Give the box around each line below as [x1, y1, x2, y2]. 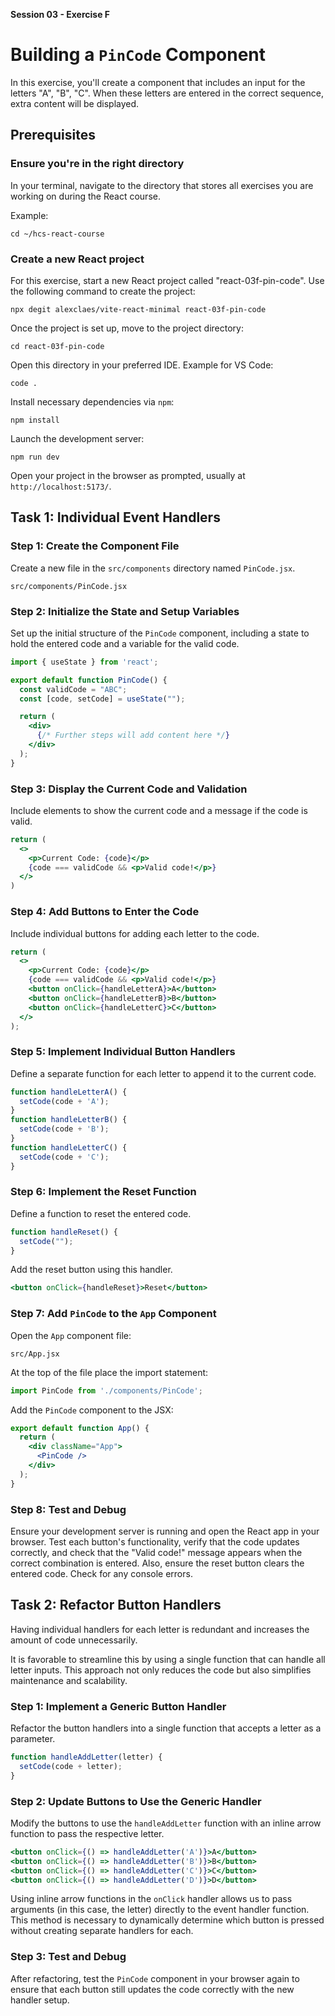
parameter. [10, 1733, 56, 1745]
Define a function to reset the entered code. [10, 1207, 192, 1219]
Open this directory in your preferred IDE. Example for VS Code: [10, 359, 274, 371]
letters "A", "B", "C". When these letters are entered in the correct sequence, [10, 87, 324, 99]
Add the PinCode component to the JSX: [10, 1404, 174, 1416]
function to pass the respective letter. [10, 1827, 165, 1839]
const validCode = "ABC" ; [19, 684, 128, 694]
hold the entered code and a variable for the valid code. [10, 637, 240, 649]
